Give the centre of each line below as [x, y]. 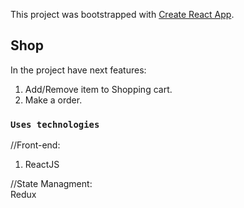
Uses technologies [55, 124]
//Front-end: [35, 145]
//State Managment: [51, 184]
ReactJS [42, 165]
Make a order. [53, 100]
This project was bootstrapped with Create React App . [122, 14]
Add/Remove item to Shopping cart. [98, 89]
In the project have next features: [78, 70]
